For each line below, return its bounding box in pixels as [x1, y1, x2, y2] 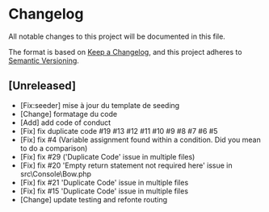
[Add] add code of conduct [19, 118, 111, 127]
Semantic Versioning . [8, 56, 79, 65]
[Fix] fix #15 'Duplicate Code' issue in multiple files [19, 186, 188, 196]
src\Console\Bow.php [19, 168, 91, 178]
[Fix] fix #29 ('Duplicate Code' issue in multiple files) [19, 152, 195, 161]
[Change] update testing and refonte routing [19, 194, 168, 204]
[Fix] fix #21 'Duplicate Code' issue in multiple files [19, 177, 189, 187]
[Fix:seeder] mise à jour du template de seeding [19, 100, 180, 110]
